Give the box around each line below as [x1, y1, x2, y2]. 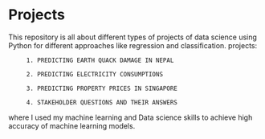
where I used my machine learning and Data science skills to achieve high [8, 112, 253, 122]
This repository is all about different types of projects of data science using [8, 32, 257, 42]
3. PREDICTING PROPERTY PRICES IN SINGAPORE [26, 84, 178, 92]
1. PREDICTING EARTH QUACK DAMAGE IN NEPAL [26, 56, 174, 64]
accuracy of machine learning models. [8, 121, 136, 130]
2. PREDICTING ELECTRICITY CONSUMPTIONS [26, 70, 163, 78]
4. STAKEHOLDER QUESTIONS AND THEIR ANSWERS [26, 98, 178, 106]
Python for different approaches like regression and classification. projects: [8, 40, 258, 50]
